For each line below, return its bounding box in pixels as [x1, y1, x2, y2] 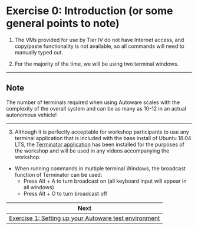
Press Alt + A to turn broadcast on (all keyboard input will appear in [23, 177, 187, 184]
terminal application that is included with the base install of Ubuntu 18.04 [14, 134, 192, 141]
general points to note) [6, 17, 120, 30]
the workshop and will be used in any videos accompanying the [14, 147, 170, 154]
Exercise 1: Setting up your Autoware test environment [9, 214, 160, 222]
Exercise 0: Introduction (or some [6, 4, 173, 18]
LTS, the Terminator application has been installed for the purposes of [14, 141, 184, 148]
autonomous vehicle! [6, 111, 57, 118]
